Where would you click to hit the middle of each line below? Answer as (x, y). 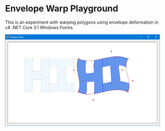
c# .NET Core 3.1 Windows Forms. (40, 27)
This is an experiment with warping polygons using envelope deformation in (82, 22)
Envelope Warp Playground (62, 9)
